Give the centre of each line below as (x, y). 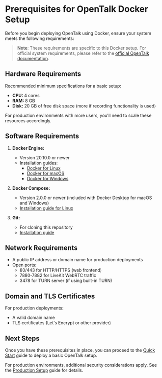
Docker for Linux (44, 168)
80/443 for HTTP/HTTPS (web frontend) (61, 270)
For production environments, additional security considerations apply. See (81, 365)
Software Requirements (42, 136)
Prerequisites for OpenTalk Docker (77, 9)
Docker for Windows (48, 178)
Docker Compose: (31, 188)
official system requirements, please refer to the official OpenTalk (83, 53)
